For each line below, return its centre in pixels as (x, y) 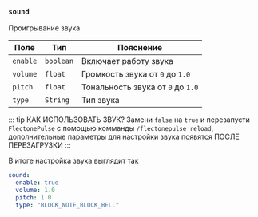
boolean (60, 61)
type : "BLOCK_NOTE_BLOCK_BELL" (67, 205)
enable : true (37, 183)
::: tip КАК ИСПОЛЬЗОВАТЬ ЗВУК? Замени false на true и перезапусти (129, 120)
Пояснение (140, 48)
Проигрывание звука (44, 28)
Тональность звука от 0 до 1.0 (140, 87)
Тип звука (100, 101)
